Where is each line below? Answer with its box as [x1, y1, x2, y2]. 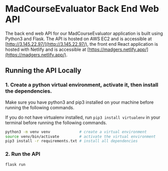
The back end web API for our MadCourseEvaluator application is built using [5, 30, 163, 36]
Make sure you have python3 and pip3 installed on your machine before [5, 99, 154, 105]
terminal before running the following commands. [5, 119, 107, 126]
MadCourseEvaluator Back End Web [5, 3, 159, 15]
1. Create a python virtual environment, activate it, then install [5, 81, 158, 89]
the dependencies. [5, 88, 52, 95]
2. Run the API [5, 150, 41, 157]
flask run [5, 162, 26, 167]
